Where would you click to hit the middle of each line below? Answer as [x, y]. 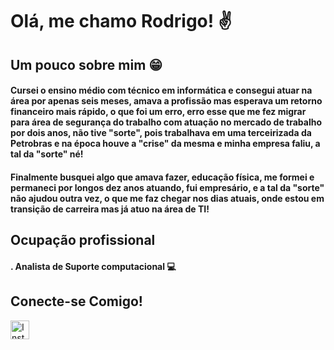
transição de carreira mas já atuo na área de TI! [110, 209]
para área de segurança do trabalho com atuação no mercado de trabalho [166, 122]
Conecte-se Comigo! [76, 301]
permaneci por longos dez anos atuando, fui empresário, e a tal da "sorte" [167, 187]
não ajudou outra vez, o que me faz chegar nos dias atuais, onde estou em [167, 198]
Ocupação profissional [83, 240]
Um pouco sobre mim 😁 [86, 64]
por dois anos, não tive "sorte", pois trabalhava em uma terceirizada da [161, 133]
